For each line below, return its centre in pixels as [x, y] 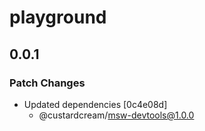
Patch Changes [47, 83]
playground [58, 17]
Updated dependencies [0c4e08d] [95, 104]
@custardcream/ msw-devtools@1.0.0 [116, 115]
